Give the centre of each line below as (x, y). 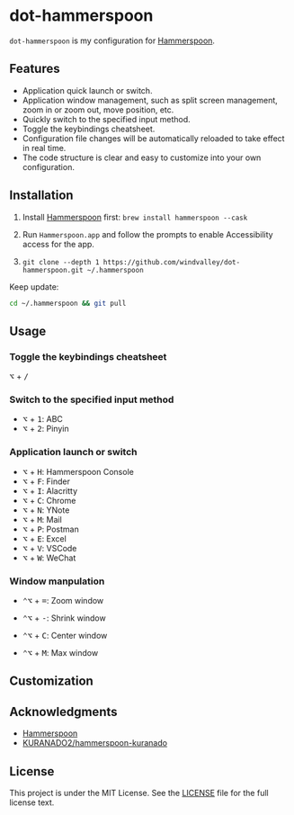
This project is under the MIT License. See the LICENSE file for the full (139, 793)
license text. (32, 802)
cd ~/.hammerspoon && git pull (68, 303)
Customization (52, 681)
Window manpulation (57, 581)
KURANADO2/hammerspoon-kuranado (95, 743)
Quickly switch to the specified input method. (106, 119)
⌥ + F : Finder (46, 481)
